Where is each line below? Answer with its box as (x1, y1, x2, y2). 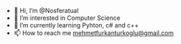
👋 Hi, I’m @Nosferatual (13, 7, 79, 14)
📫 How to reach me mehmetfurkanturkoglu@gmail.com (13, 29, 174, 37)
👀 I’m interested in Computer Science (13, 14, 121, 22)
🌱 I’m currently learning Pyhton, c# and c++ (13, 21, 139, 29)
